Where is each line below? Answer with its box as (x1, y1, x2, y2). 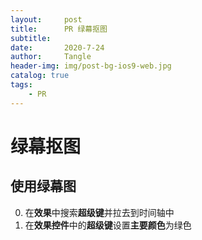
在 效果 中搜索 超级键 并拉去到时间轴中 (24, 206, 175, 218)
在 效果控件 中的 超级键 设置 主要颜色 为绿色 (24, 219, 192, 231)
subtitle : (10, 33, 52, 43)
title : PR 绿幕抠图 (10, 24, 108, 34)
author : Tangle (10, 52, 92, 62)
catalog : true (10, 71, 70, 81)
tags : (10, 80, 33, 90)
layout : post (10, 14, 83, 25)
